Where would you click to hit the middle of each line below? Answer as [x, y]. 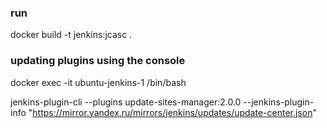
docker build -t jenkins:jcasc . [71, 35]
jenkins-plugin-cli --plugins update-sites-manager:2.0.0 [126, 102]
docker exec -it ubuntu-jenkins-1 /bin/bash [98, 82]
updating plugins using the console [98, 61]
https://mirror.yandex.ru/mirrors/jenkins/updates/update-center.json [172, 112]
